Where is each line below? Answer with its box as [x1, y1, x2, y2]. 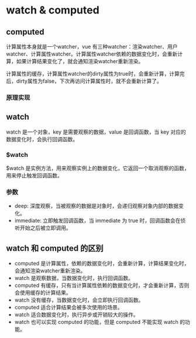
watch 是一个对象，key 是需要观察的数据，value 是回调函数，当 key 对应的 [6, 128, 186, 135]
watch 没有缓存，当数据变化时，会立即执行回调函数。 [14, 296, 144, 303]
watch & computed [6, 4, 99, 17]
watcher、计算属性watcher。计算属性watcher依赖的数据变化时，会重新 [6, 50, 178, 57]
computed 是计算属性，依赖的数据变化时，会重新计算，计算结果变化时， [14, 260, 190, 267]
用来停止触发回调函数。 [6, 172, 63, 179]
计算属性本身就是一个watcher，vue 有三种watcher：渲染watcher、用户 [6, 43, 178, 50]
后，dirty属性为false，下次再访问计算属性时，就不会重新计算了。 [6, 77, 162, 84]
